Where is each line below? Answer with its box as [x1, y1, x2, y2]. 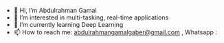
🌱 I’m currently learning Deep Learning [13, 21, 124, 28]
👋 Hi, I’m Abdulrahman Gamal [13, 7, 98, 14]
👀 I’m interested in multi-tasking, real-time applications [13, 13, 169, 21]
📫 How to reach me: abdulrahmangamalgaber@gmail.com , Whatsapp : [13, 28, 218, 36]
